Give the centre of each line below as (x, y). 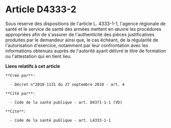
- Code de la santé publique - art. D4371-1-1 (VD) (66, 102)
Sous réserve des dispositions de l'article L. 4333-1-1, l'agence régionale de (85, 24)
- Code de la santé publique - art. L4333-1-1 (60, 120)
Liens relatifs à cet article (33, 66)
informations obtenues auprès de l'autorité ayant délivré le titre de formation (86, 51)
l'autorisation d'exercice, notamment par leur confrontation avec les (77, 45)
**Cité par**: (20, 93)
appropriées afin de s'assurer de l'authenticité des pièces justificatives (80, 34)
